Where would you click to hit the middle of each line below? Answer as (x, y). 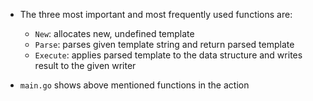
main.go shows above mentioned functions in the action (134, 85)
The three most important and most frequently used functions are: (156, 14)
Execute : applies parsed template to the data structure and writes (168, 55)
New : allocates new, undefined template (114, 33)
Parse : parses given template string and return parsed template (164, 44)
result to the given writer (85, 65)
